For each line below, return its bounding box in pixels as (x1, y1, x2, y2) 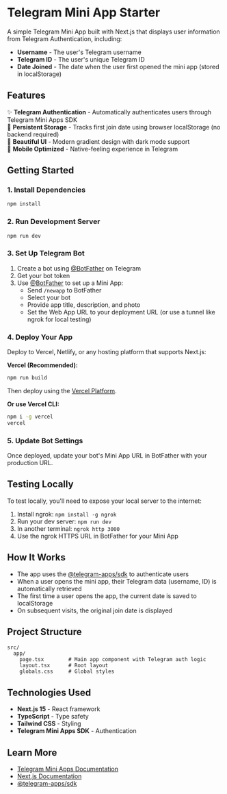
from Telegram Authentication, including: (7, 34, 122, 42)
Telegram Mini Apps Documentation (16, 765, 118, 773)
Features (7, 90, 46, 101)
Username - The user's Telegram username (16, 48, 142, 56)
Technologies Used (7, 686, 91, 698)
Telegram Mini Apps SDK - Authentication (16, 727, 137, 735)
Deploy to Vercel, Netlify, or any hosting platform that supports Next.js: (7, 348, 206, 356)
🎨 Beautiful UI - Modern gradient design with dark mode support (7, 137, 190, 145)
